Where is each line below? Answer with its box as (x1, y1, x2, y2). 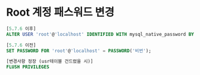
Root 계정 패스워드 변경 (6, 5, 115, 19)
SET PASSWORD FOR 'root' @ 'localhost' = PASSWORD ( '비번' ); (6, 47, 151, 54)
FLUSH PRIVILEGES (6, 64, 50, 70)
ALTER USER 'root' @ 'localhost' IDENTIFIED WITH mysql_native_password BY (6, 31, 195, 37)
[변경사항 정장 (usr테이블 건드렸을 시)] (6, 58, 93, 65)
